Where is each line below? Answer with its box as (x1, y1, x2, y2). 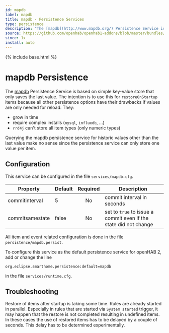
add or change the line (5, 254, 52, 260)
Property (18, 185, 40, 192)
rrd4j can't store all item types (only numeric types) (12, 124, 121, 131)
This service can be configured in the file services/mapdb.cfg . (5, 173, 133, 179)
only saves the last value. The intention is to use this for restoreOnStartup (5, 94, 157, 100)
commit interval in (105, 193, 147, 201)
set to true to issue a (105, 208, 154, 215)
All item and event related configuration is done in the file (5, 234, 124, 240)
